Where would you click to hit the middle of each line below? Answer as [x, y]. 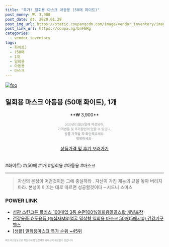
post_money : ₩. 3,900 [28, 15]
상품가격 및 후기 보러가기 [84, 148]
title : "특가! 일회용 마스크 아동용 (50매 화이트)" [53, 10]
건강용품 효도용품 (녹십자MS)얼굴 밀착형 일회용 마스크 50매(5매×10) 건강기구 [88, 219]
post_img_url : [20, 24]
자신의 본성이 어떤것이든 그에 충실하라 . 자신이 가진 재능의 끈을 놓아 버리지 [90, 181]
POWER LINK [21, 201]
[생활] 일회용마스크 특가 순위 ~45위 [47, 231]
